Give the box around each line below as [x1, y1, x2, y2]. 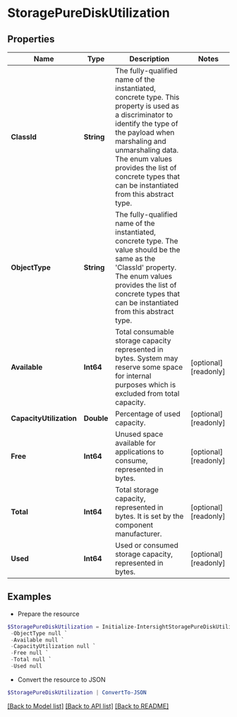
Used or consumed [115, 541, 178, 550]
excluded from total [115, 389, 180, 398]
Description [129, 54, 170, 64]
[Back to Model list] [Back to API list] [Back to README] [7, 701, 169, 710]
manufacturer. [115, 529, 162, 538]
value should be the [115, 245, 181, 255]
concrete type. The [115, 236, 178, 246]
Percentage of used [115, 409, 181, 418]
